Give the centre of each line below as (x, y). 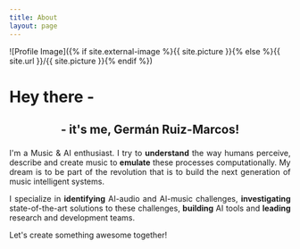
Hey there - (52, 97)
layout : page (33, 26)
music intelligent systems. (57, 182)
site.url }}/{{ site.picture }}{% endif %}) (81, 61)
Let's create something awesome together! (88, 235)
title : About (33, 17)
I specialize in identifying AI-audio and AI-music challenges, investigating (150, 199)
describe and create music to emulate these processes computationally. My (150, 162)
